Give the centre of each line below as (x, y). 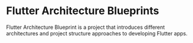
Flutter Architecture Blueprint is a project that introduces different (86, 27)
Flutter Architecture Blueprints (83, 11)
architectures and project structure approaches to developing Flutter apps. (97, 33)
